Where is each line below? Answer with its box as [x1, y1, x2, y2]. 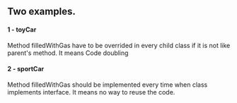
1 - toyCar [7, 25, 37, 34]
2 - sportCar [7, 65, 45, 73]
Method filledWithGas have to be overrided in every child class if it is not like [7, 41, 231, 49]
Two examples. [7, 6, 76, 18]
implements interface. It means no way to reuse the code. [7, 87, 175, 96]
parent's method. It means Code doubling [7, 49, 129, 57]
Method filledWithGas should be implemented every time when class [7, 80, 208, 89]
